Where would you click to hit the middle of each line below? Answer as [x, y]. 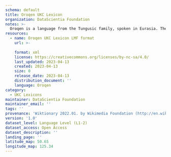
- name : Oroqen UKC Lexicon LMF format [52, 38]
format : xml [27, 52]
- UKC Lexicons [26, 95]
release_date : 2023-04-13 [42, 76]
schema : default [22, 10]
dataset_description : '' [32, 132]
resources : [17, 33]
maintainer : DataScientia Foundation [45, 99]
